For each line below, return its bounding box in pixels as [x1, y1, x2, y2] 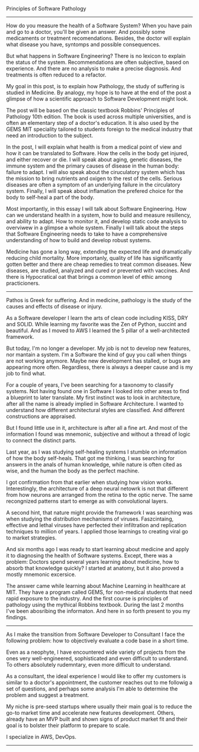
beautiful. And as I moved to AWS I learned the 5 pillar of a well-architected [6, 327, 190, 334]
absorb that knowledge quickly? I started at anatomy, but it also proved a [6, 565, 184, 571]
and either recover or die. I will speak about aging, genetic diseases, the [6, 156, 182, 163]
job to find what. [6, 370, 46, 377]
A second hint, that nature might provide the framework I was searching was [6, 509, 193, 516]
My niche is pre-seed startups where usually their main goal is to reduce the [6, 703, 192, 710]
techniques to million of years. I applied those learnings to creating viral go [6, 528, 188, 535]
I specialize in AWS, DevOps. [6, 734, 77, 740]
